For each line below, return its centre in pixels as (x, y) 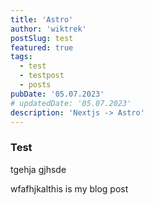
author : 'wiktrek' (48, 29)
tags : (21, 57)
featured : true (42, 47)
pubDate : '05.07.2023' (57, 94)
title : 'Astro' (42, 19)
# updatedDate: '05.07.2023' (71, 103)
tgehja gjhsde (38, 169)
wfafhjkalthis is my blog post (69, 188)
